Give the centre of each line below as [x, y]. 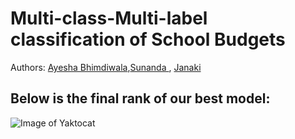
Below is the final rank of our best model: [140, 98]
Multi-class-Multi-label [109, 18]
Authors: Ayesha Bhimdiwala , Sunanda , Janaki [106, 67]
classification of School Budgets [148, 39]
